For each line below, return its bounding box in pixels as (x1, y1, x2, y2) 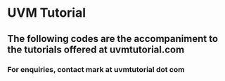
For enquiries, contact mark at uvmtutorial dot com (7, 64, 185, 74)
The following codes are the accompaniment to (7, 33, 219, 45)
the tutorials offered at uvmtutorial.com (7, 43, 185, 55)
